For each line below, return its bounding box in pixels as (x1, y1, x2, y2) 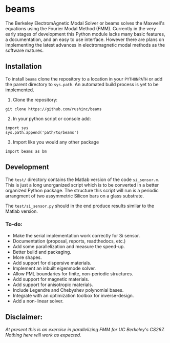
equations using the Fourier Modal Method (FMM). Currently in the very (5, 25, 156, 31)
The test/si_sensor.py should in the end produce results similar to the (5, 203, 155, 209)
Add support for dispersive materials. (12, 259, 92, 266)
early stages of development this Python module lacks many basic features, (5, 31, 165, 37)
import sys (5, 125, 29, 131)
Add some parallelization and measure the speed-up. (12, 243, 125, 249)
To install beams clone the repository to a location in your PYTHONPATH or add (5, 75, 163, 82)
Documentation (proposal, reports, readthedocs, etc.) (12, 238, 126, 244)
